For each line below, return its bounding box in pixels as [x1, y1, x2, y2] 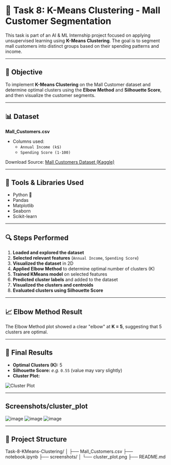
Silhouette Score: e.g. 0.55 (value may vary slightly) [12, 367, 123, 373]
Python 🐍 [12, 192, 32, 198]
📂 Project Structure [5, 435, 67, 444]
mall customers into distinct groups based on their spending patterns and [5, 43, 159, 49]
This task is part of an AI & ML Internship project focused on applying [5, 32, 151, 38]
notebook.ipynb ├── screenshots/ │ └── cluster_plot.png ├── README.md [5, 454, 166, 460]
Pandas [12, 197, 29, 203]
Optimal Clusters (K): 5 [12, 362, 63, 368]
